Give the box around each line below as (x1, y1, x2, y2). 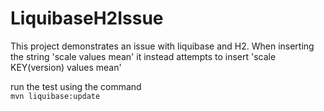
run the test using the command (10, 80, 142, 92)
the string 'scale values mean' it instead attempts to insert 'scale (10, 50, 277, 62)
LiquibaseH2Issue (10, 7, 164, 30)
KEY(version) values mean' (10, 61, 122, 73)
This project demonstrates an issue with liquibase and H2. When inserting (10, 40, 315, 52)
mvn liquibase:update (10, 91, 101, 101)
